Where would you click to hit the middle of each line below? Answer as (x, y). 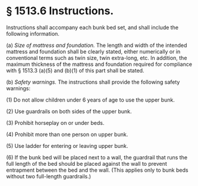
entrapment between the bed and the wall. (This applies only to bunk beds (97, 170)
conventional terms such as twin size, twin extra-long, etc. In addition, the (97, 58)
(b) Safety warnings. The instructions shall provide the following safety (93, 82)
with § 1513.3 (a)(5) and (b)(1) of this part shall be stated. (75, 70)
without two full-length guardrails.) (48, 176)
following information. (33, 33)
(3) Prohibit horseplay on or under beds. (55, 122)
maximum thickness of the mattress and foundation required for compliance (99, 64)
